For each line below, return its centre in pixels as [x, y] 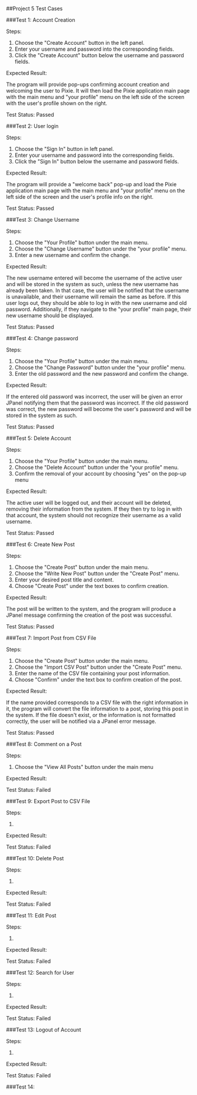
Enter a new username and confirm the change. [72, 255]
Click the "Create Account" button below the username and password [99, 55]
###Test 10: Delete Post [35, 858]
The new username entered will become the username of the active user [94, 278]
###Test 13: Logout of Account [44, 1030]
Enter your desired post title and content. [64, 580]
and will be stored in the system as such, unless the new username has [92, 284]
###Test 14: [21, 1087]
